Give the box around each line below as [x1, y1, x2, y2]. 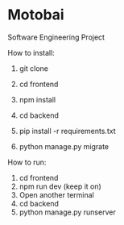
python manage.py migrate [19, 141, 110, 151]
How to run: [7, 157, 47, 167]
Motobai [7, 6, 65, 24]
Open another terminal [19, 190, 94, 199]
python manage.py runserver [19, 207, 116, 217]
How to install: [7, 48, 56, 57]
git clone [19, 63, 49, 73]
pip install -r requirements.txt [19, 126, 116, 135]
